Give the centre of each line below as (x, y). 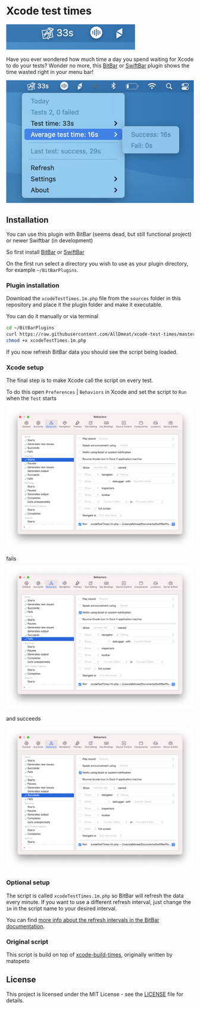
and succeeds (24, 719)
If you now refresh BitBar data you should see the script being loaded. (92, 352)
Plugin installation (33, 285)
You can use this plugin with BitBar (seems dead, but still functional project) (99, 234)
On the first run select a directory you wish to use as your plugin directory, (97, 263)
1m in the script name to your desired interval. (62, 908)
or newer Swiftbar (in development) (50, 240)
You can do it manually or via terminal (52, 316)
